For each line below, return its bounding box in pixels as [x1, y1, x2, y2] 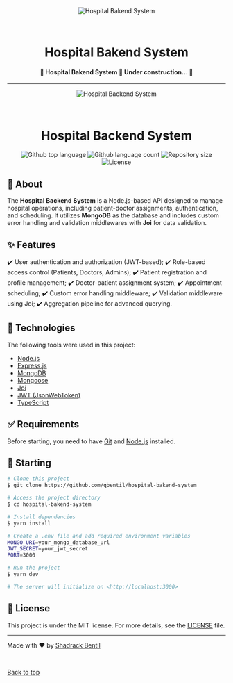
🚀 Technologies [7, 322, 76, 334]
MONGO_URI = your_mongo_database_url [7, 538, 110, 546]
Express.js [17, 361, 47, 370]
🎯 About [7, 178, 43, 190]
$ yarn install [7, 520, 51, 527]
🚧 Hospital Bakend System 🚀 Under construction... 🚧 [40, 67, 193, 76]
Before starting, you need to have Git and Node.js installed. [7, 437, 176, 445]
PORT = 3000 [7, 552, 36, 559]
